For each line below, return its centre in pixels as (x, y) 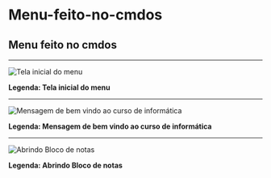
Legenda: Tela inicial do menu (59, 87)
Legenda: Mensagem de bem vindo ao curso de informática (110, 126)
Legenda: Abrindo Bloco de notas (66, 165)
